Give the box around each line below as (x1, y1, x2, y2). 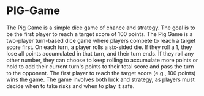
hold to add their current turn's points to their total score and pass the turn (6, 62, 194, 70)
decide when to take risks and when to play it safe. (6, 82, 135, 89)
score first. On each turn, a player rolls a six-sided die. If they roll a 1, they (6, 43, 192, 51)
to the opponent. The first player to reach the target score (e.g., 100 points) (6, 69, 196, 76)
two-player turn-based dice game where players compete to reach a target (6, 37, 196, 44)
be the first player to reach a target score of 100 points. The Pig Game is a (6, 30, 193, 37)
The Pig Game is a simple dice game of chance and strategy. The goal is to (6, 24, 195, 31)
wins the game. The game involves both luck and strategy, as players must (6, 76, 195, 83)
